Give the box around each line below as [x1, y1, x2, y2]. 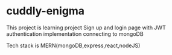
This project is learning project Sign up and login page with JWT [6, 24, 166, 31]
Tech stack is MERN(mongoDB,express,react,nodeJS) [6, 42, 141, 49]
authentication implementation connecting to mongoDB [6, 30, 144, 37]
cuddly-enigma [6, 4, 85, 18]
